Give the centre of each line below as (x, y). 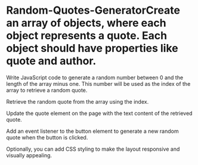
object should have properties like (92, 49)
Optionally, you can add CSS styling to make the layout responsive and (93, 149)
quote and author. (51, 61)
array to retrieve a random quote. (47, 90)
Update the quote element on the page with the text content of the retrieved (99, 113)
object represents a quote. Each (87, 36)
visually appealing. (29, 155)
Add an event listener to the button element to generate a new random (92, 131)
